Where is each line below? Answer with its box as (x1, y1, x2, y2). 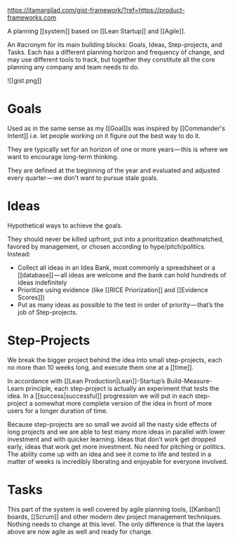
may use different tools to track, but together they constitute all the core (7, 55, 215, 64)
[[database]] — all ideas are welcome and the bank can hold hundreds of (17, 270, 227, 279)
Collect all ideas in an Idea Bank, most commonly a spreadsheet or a (17, 263, 215, 272)
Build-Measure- (166, 376, 213, 385)
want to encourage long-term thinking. (7, 152, 119, 160)
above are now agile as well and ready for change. (7, 527, 153, 535)
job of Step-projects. (17, 308, 78, 316)
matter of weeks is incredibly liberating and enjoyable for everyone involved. (7, 457, 228, 465)
